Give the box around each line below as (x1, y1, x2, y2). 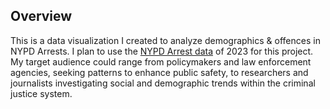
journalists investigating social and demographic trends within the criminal (10, 77, 316, 89)
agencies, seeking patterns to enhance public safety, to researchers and (10, 66, 309, 78)
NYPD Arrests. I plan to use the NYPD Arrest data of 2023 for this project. (10, 45, 314, 57)
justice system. (10, 87, 73, 99)
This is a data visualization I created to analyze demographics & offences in (10, 34, 321, 46)
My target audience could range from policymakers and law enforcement (10, 55, 312, 68)
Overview (10, 8, 73, 25)
